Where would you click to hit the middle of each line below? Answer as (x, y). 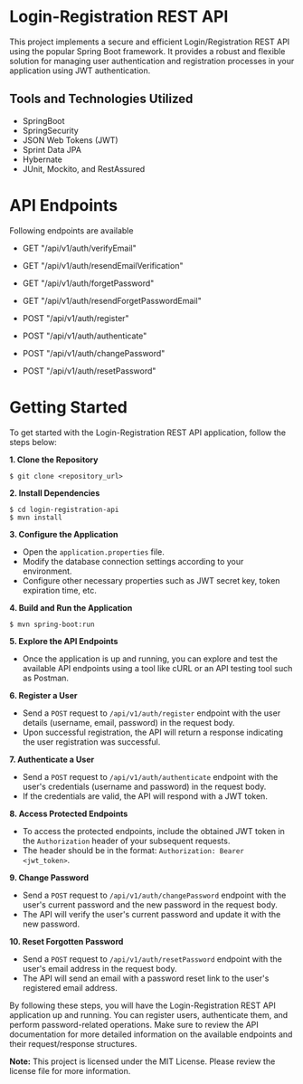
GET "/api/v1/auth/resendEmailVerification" (103, 265)
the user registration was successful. (91, 742)
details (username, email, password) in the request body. (128, 722)
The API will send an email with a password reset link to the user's (146, 978)
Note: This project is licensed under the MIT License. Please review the (142, 1061)
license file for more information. (70, 1070)
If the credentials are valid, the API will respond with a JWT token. (145, 796)
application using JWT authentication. (80, 71)
